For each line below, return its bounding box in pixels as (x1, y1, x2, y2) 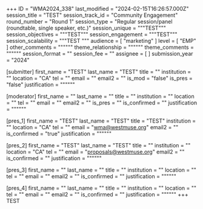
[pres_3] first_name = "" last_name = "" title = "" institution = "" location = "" (6, 166, 197, 173)
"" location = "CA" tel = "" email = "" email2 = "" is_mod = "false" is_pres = (6, 75, 193, 82)
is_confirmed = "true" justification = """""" (6, 130, 112, 137)
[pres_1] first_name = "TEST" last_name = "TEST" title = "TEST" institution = (6, 117, 196, 124)
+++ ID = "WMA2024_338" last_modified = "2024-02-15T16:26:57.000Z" (6, 5, 189, 12)
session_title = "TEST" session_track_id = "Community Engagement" (6, 11, 178, 19)
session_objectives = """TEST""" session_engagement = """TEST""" (6, 31, 178, 38)
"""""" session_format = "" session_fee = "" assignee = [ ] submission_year (6, 50, 193, 57)
